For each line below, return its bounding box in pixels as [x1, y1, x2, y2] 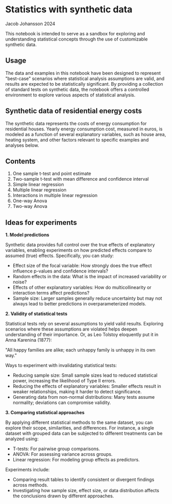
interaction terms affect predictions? [12, 290, 90, 296]
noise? [12, 279, 27, 285]
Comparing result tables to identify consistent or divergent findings [12, 476, 155, 483]
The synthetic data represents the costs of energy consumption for [5, 120, 147, 126]
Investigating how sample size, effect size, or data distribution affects [12, 488, 160, 494]
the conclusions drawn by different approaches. [12, 493, 114, 499]
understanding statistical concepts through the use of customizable [5, 36, 148, 42]
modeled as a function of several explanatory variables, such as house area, [5, 131, 166, 137]
